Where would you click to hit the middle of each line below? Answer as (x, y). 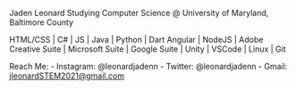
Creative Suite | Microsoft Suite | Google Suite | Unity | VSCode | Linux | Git (148, 49)
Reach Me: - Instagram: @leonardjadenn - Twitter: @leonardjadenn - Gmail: (148, 66)
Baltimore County (42, 22)
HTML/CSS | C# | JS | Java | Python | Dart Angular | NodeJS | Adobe (136, 40)
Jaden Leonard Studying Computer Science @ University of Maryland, (139, 13)
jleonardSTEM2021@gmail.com (67, 76)
